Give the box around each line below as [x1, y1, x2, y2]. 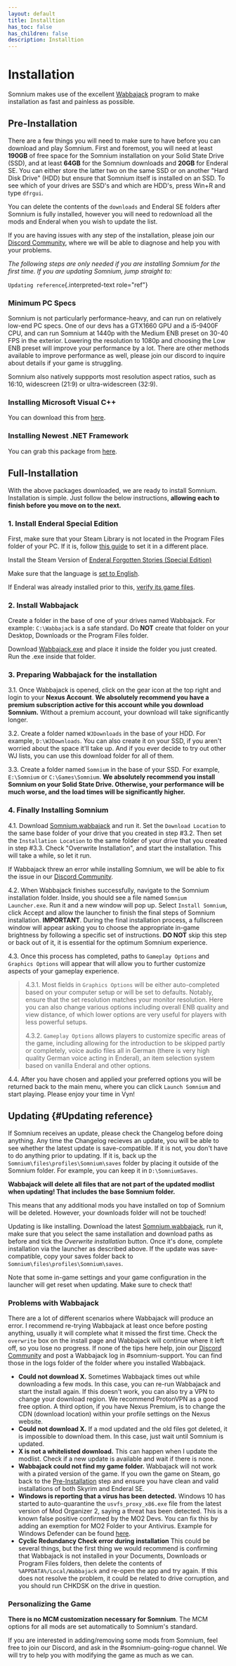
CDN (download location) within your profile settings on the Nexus [18, 1409, 211, 1418]
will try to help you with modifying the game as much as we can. [8, 1651, 194, 1660]
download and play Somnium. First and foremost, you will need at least [8, 143, 213, 152]
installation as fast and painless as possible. [8, 98, 136, 106]
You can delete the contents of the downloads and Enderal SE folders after [8, 202, 221, 211]
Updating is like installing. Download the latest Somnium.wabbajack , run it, [8, 1222, 223, 1230]
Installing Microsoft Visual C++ [8, 398, 117, 408]
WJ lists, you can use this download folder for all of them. [8, 751, 174, 760]
